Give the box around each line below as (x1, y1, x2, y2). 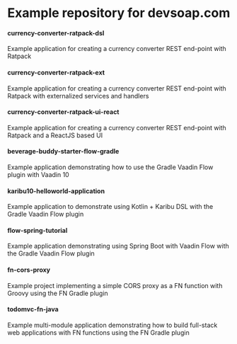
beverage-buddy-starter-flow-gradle (7, 147, 120, 156)
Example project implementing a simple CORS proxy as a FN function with (7, 281, 223, 289)
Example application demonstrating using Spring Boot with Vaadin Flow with (7, 242, 229, 251)
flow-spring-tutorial (7, 226, 68, 234)
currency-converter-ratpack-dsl (7, 28, 105, 37)
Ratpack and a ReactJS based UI (7, 131, 103, 139)
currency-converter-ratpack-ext (7, 68, 105, 76)
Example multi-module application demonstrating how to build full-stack (7, 321, 218, 329)
